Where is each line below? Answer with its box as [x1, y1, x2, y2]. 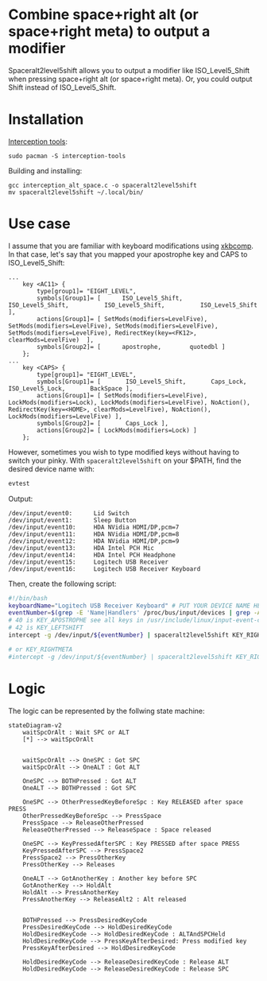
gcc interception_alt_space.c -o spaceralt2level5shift [8, 181, 197, 189]
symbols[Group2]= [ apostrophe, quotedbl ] [37, 343, 226, 351]
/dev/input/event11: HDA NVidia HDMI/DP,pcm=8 [8, 530, 180, 538]
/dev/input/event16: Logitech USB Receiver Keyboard [8, 564, 201, 573]
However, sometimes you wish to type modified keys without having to [8, 447, 240, 456]
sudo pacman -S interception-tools [8, 152, 126, 160]
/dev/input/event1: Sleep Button [8, 516, 137, 524]
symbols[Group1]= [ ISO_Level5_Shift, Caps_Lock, [37, 378, 247, 386]
